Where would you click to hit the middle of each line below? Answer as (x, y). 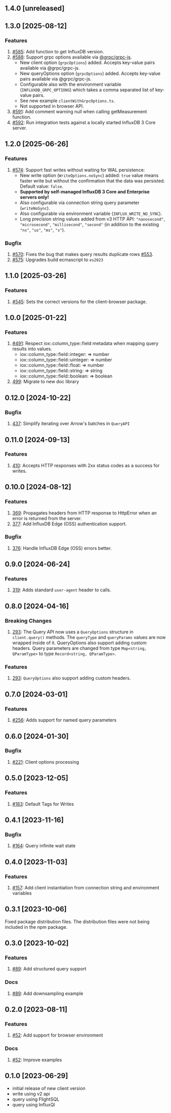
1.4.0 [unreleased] (35, 8)
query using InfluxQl (34, 1104)
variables (22, 893)
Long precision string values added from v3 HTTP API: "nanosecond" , (92, 219)
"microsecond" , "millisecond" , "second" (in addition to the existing (89, 224)
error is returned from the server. (47, 518)
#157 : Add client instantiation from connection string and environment (85, 887)
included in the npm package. (36, 927)
